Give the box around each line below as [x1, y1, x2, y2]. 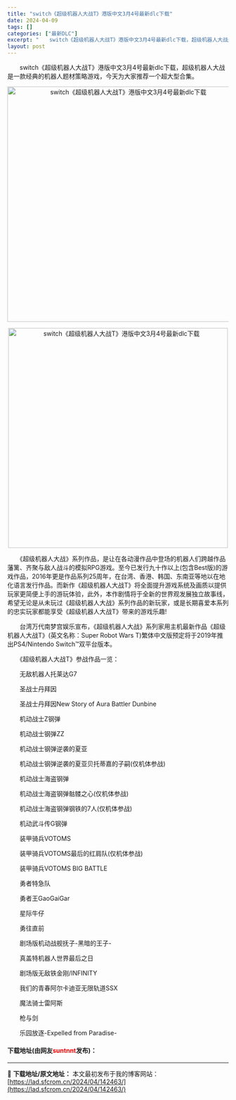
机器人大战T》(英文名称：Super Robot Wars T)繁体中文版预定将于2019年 [7, 631, 218, 639]
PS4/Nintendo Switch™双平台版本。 [13, 640, 117, 648]
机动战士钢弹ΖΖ [19, 730, 65, 738]
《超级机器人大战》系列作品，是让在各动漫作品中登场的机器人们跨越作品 [19, 555, 226, 563]
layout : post [7, 43, 46, 50]
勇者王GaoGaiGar [19, 894, 70, 902]
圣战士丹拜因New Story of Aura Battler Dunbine [19, 700, 157, 708]
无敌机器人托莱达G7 [19, 670, 77, 678]
